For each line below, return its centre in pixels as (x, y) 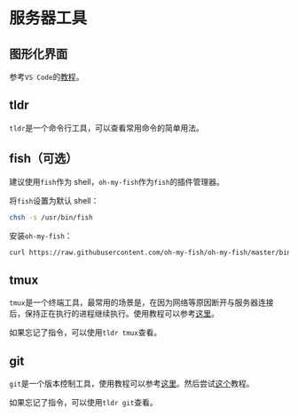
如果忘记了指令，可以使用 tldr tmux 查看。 (86, 332)
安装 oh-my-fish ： (41, 236)
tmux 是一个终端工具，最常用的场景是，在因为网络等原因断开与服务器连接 (141, 302)
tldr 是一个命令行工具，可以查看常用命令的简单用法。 (106, 128)
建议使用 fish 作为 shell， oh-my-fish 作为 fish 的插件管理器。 (117, 181)
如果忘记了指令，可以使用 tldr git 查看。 (83, 402)
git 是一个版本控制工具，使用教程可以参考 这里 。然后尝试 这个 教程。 (132, 384)
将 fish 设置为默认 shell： (54, 200)
